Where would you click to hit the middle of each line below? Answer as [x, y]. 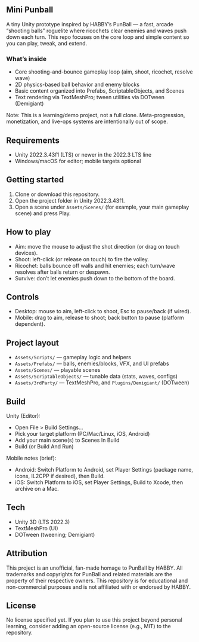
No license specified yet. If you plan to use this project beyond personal [94, 620]
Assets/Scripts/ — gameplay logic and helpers [73, 357]
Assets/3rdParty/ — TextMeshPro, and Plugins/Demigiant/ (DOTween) [102, 383]
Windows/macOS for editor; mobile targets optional [78, 161]
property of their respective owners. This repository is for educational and [97, 580]
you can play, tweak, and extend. [47, 43]
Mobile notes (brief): [31, 458]
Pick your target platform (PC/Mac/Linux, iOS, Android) [82, 433]
